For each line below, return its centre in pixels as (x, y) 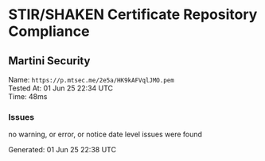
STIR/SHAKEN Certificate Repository (133, 15)
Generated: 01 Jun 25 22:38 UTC (62, 150)
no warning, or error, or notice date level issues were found (105, 134)
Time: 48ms (28, 96)
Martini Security (49, 61)
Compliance (49, 31)
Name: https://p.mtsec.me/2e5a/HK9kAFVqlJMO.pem (92, 80)
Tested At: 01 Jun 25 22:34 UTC (61, 88)
